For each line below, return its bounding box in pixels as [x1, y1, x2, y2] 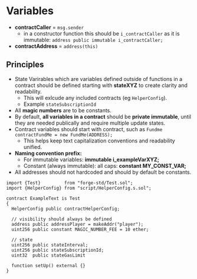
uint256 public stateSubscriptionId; [11, 247, 104, 253]
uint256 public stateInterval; [11, 242, 88, 248]
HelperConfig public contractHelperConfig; [11, 206, 120, 212]
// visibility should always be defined [11, 216, 112, 222]
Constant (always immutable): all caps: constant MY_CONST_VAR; [23, 162, 187, 169]
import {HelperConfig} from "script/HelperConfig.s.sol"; [6, 185, 152, 191]
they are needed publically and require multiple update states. [14, 119, 166, 126]
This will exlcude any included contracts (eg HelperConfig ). [23, 94, 168, 101]
